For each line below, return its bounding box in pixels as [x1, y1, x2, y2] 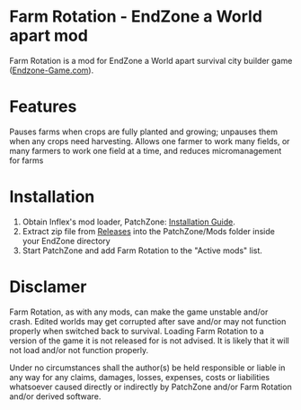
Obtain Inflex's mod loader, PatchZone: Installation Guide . [22, 216, 236, 227]
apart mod [9, 25, 88, 46]
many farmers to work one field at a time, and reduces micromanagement [9, 145, 282, 156]
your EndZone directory [22, 235, 111, 246]
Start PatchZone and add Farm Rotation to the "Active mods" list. [22, 245, 263, 256]
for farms [9, 155, 44, 166]
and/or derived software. [9, 390, 102, 402]
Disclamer [9, 277, 87, 296]
